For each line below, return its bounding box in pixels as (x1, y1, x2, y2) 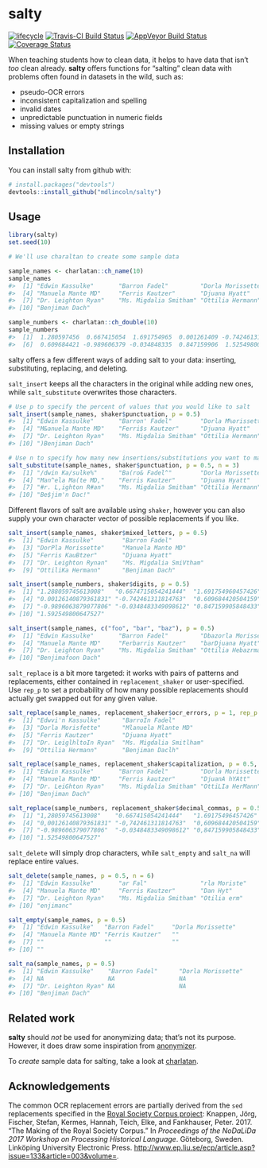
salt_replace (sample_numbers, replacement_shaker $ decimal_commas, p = (8, 804, 247, 812)
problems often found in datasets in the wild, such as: (8, 72, 184, 81)
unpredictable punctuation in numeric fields (19, 112, 163, 122)
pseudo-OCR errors (19, 87, 85, 96)
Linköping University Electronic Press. (8, 1143, 133, 1152)
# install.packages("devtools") (8, 180, 115, 188)
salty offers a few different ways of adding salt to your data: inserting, (8, 355, 237, 364)
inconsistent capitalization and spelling (19, 95, 147, 105)
